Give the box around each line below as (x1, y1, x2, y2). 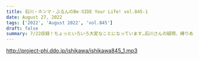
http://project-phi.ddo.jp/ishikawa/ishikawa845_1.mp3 (6, 47, 138, 54)
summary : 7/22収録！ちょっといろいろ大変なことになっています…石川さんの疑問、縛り (6, 31, 189, 37)
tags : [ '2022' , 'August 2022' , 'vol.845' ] (6, 20, 113, 26)
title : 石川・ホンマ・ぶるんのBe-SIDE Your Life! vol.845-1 (6, 8, 149, 15)
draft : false (6, 25, 39, 31)
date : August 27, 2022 (6, 14, 62, 20)
